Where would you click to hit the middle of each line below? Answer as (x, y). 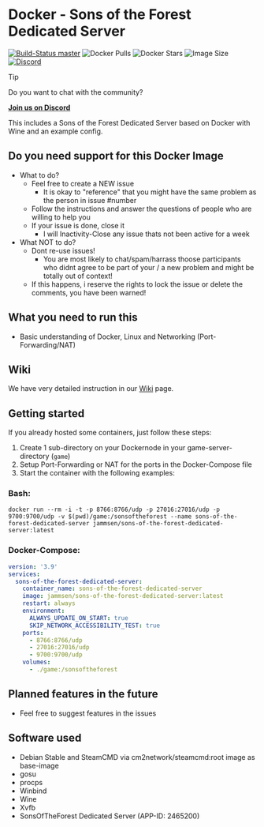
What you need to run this (73, 318)
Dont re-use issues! (63, 250)
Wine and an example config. (56, 131)
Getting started (46, 413)
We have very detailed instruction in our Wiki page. (91, 389)
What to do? (39, 175)
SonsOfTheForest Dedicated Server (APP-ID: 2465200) (110, 816)
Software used (45, 738)
